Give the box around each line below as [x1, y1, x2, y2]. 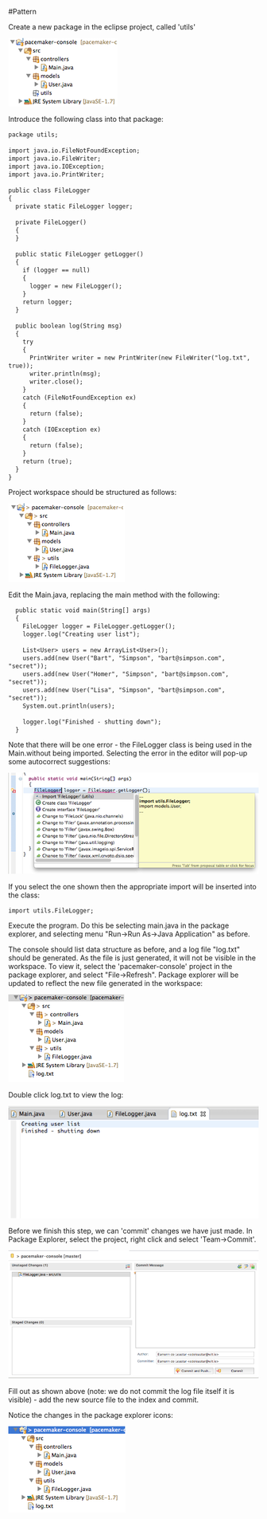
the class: [8, 890, 41, 900]
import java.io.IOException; [8, 163, 105, 171]
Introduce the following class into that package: [8, 115, 164, 124]
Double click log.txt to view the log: [8, 1090, 124, 1099]
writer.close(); [29, 378, 83, 386]
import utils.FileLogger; [8, 907, 94, 915]
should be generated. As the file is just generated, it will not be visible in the [8, 953, 257, 963]
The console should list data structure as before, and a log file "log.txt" [8, 944, 241, 954]
